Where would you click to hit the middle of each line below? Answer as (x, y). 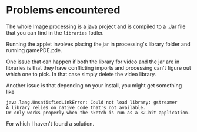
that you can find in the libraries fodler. (55, 32)
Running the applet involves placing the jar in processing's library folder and (98, 44)
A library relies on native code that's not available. (76, 107)
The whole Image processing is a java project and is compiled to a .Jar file (96, 26)
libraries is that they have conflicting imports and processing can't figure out (98, 67)
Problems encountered (63, 10)
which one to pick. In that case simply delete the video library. (81, 74)
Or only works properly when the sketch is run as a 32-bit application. (98, 113)
